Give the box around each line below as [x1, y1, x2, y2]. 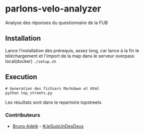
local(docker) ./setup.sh [5, 58, 56, 64]
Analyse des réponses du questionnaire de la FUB [5, 20, 108, 26]
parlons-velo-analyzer [5, 3, 101, 15]
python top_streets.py [5, 90, 52, 95]
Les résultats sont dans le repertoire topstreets [5, 99, 101, 105]
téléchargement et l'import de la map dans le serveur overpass [5, 53, 135, 59]
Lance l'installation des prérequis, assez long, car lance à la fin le [5, 47, 139, 53]
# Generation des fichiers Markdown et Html [5, 86, 99, 91]
